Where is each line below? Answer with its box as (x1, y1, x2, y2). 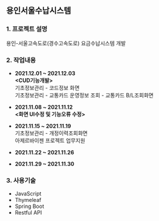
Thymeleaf (14, 197, 42, 204)
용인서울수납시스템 (6, 5, 71, 16)
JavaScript (14, 190, 42, 197)
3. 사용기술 (6, 176, 36, 184)
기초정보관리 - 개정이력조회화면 (14, 130, 88, 137)
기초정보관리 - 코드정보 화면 (14, 84, 80, 91)
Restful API (14, 209, 42, 216)
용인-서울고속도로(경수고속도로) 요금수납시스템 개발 (6, 39, 126, 46)
